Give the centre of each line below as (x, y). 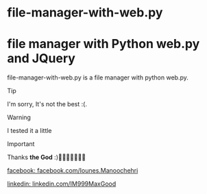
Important (21, 144)
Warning (19, 117)
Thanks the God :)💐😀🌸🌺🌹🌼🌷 (47, 157)
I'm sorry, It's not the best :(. (47, 104)
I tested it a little (30, 131)
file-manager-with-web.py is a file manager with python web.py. (98, 77)
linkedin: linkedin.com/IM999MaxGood (62, 184)
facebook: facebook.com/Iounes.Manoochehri (73, 171)
